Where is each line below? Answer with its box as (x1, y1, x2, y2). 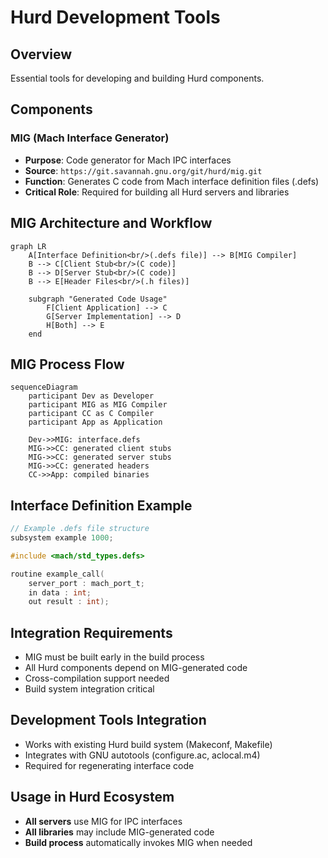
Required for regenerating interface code (24, 759, 195, 771)
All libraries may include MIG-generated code (24, 826, 215, 838)
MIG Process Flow (10, 356, 125, 373)
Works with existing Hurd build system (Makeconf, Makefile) (24, 738, 273, 750)
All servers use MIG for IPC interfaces (24, 815, 183, 827)
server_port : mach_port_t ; (28, 578, 145, 588)
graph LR (10, 241, 47, 251)
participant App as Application (28, 417, 163, 428)
